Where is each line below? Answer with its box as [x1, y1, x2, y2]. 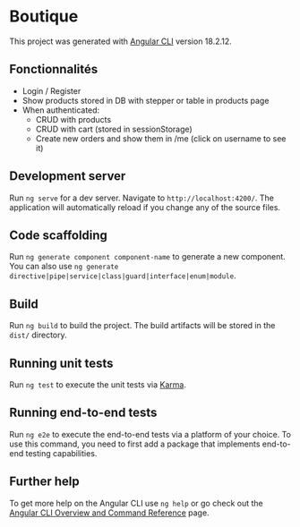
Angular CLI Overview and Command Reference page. [9, 507, 210, 518]
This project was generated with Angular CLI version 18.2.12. [9, 36, 233, 47]
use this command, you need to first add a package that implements [9, 438, 261, 449]
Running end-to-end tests [9, 405, 158, 421]
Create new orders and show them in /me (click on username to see [35, 132, 287, 144]
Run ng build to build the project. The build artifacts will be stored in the [9, 320, 276, 331]
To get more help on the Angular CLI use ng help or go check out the [9, 497, 263, 508]
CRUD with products [35, 114, 112, 124]
